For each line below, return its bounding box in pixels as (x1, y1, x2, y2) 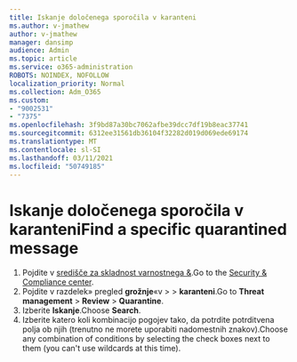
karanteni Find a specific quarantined (9, 219, 287, 239)
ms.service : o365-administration (9, 63, 133, 72)
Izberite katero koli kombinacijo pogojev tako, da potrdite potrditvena (21, 315, 275, 326)
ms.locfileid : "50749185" (9, 162, 105, 171)
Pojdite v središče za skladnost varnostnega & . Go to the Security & (21, 268, 268, 278)
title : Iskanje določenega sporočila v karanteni (9, 12, 197, 22)
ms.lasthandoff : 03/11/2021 (9, 153, 114, 163)
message (9, 237, 79, 258)
